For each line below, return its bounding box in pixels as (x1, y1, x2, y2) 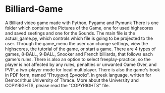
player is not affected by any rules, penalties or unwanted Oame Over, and (5, 62, 157, 67)
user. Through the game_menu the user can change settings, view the (5, 40, 148, 46)
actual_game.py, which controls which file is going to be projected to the (5, 35, 153, 41)
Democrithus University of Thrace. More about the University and (5, 77, 139, 83)
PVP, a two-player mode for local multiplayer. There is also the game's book (5, 66, 160, 72)
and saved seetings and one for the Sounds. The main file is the (5, 30, 135, 36)
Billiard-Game (5, 3, 63, 15)
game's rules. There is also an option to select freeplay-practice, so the (5, 56, 151, 62)
